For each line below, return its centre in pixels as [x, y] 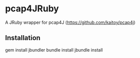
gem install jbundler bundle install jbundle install [54, 50]
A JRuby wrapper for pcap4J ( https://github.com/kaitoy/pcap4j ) [70, 22]
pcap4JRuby [32, 9]
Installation [23, 38]
